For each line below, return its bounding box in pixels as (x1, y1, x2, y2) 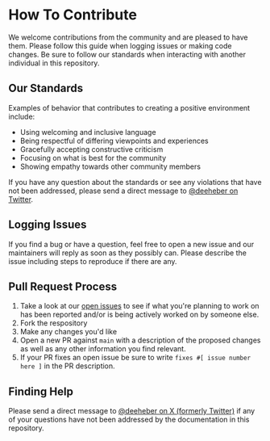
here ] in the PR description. (19, 361, 115, 371)
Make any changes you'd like (19, 327, 118, 337)
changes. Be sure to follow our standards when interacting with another (8, 49, 246, 59)
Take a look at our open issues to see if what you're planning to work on (19, 301, 260, 311)
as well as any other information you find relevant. (19, 344, 187, 354)
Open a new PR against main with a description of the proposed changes (19, 335, 261, 345)
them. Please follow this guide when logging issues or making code (8, 40, 232, 50)
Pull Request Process (8, 279, 118, 293)
